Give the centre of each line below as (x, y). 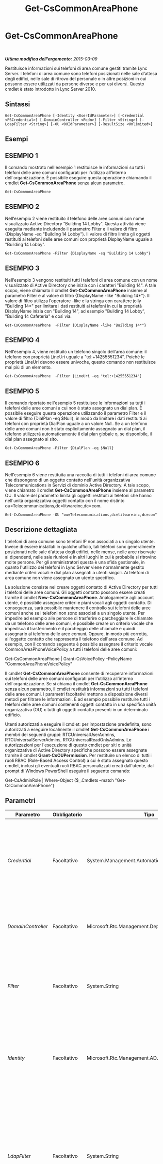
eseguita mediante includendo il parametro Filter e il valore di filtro (71, 229)
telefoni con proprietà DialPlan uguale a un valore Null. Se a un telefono (76, 424)
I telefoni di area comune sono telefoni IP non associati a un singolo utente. (80, 541)
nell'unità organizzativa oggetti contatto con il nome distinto (65, 501)
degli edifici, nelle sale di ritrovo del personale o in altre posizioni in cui (76, 78)
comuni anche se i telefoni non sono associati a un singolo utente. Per (75, 613)
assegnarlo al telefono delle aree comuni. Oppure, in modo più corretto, (76, 634)
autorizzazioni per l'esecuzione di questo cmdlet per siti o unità (68, 745)
